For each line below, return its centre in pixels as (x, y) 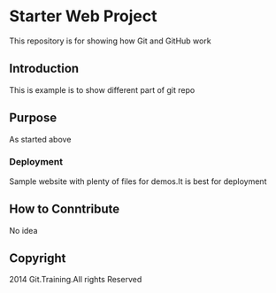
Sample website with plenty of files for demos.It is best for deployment (138, 181)
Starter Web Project (83, 16)
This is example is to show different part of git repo (102, 89)
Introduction (44, 69)
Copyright (38, 258)
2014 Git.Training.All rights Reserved (76, 280)
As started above (40, 139)
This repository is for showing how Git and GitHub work (110, 41)
